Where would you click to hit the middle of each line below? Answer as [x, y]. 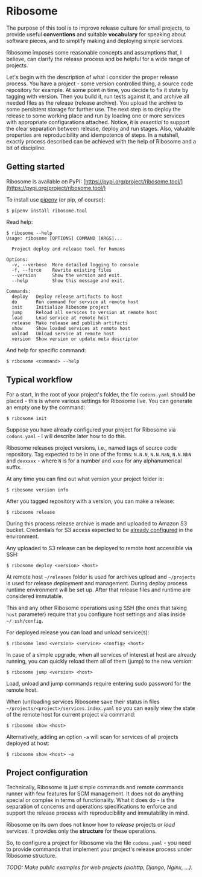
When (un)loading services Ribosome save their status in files [83, 701]
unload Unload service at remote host [63, 333]
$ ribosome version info [37, 490]
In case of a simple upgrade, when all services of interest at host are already [101, 654]
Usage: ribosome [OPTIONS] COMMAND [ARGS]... [64, 238]
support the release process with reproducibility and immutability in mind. [98, 813]
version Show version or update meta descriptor [75, 339]
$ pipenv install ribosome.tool [47, 211]
